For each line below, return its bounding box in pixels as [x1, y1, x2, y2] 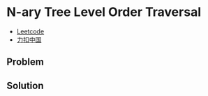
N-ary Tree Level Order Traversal [6, 4, 202, 20]
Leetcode [16, 27, 45, 35]
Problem [6, 56, 45, 68]
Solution [6, 79, 44, 91]
